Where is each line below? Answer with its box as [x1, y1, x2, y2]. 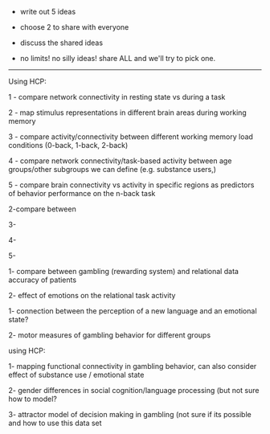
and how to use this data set [8, 418, 102, 428]
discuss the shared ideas [19, 38, 103, 47]
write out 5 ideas [19, 7, 76, 16]
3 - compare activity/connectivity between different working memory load [8, 132, 253, 141]
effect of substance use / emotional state [8, 370, 145, 379]
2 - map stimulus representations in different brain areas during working [8, 108, 247, 117]
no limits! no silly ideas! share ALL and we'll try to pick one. [19, 54, 216, 63]
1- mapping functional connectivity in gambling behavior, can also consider [8, 362, 257, 371]
